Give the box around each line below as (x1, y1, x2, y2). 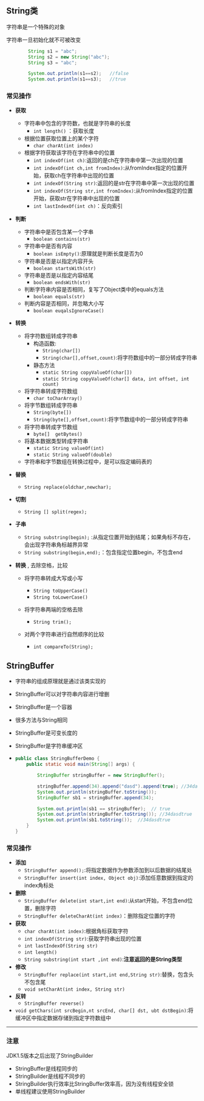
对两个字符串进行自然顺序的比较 (24, 630, 104, 638)
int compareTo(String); (33, 644, 93, 650)
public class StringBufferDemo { (15, 755, 100, 762)
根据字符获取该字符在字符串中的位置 (24, 149, 115, 157)
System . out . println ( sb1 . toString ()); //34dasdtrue (37, 817, 171, 823)
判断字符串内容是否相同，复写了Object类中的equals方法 (24, 286, 164, 293)
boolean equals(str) (33, 294, 86, 300)
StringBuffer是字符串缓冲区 (15, 743, 83, 750)
